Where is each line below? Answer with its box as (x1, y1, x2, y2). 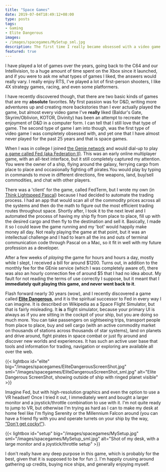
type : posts (5, 16, 30, 21)
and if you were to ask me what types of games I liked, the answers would (5, 73, 157, 79)
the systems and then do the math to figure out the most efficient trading (5, 202, 154, 208)
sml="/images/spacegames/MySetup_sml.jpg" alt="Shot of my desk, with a (5, 436, 160, 442)
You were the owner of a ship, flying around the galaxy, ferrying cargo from (5, 161, 160, 167)
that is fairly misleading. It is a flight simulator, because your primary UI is (5, 306, 155, 312)
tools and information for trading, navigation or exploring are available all (5, 343, 154, 349)
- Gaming (5, 26, 23, 31)
